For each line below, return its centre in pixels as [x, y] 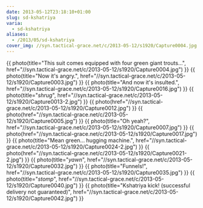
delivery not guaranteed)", [39, 192]
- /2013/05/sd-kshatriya [43, 40]
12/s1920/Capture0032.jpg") [42, 166]
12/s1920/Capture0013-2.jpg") [44, 101]
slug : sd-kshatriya [31, 18]
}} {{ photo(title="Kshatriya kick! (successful [134, 185]
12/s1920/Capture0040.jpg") [42, 185]
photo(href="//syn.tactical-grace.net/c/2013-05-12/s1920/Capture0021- [97, 153]
